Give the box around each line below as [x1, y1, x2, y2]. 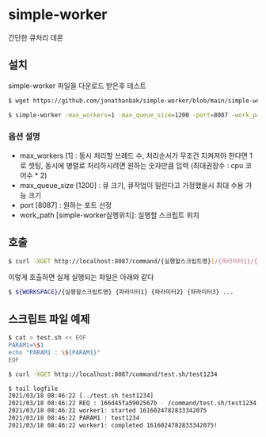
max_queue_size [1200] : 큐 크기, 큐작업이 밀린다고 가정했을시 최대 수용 [19, 180, 244, 190]
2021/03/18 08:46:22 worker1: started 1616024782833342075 [8, 407, 207, 415]
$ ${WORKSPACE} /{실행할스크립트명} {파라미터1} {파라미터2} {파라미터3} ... [8, 288, 234, 297]
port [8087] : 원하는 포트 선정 [19, 200, 112, 209]
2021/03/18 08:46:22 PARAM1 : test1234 [8, 414, 140, 422]
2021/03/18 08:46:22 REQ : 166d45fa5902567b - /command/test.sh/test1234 [8, 399, 257, 408]
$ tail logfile [8, 385, 59, 393]
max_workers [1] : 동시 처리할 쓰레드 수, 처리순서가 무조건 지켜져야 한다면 [19, 151, 248, 160]
